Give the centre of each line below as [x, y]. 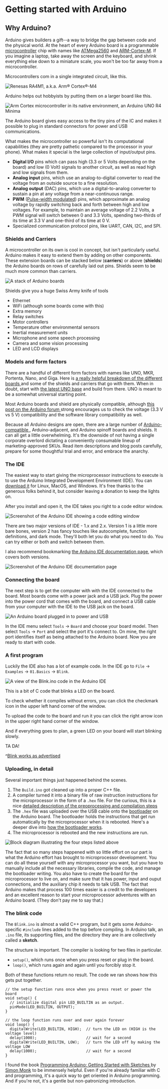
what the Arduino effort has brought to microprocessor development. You [81, 857]
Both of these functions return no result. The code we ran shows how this [81, 975]
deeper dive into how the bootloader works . [58, 827]
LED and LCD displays [35, 349]
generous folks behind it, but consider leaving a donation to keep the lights [82, 491]
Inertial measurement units [40, 333]
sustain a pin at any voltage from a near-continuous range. [73, 194]
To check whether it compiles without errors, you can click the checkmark [82, 701]
